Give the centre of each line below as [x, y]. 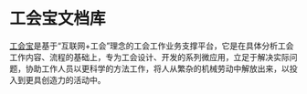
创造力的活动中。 [73, 79]
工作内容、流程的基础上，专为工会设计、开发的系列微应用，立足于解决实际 [149, 57]
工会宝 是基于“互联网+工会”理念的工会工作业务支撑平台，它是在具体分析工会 [152, 46]
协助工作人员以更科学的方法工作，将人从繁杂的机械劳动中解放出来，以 [157, 68]
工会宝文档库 [58, 19]
